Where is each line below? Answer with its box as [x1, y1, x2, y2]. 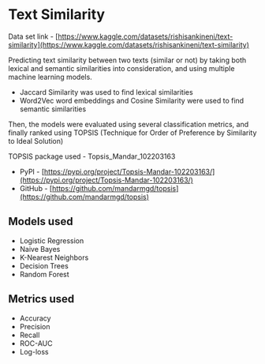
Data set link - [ [8, 32, 58, 41]
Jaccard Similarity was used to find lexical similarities [19, 87, 193, 96]
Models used [8, 215, 73, 228]
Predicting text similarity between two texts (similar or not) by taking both [8, 55, 247, 65]
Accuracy [19, 313, 51, 323]
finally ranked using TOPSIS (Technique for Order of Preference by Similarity [8, 128, 257, 137]
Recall [19, 330, 40, 340]
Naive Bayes [19, 244, 61, 253]
